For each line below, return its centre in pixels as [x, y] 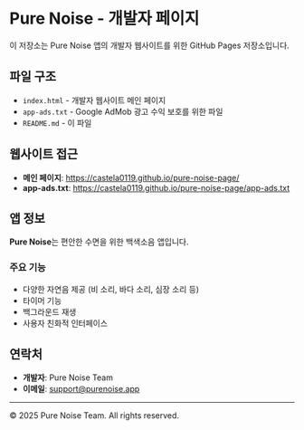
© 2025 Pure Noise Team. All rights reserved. [94, 416]
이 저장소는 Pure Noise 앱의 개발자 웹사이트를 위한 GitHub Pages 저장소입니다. [149, 45]
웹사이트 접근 [44, 154]
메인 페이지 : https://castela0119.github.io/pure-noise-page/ [131, 177]
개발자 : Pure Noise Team [67, 377]
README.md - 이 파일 [57, 122]
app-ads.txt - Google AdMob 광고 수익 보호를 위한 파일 [123, 111]
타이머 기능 [42, 301]
